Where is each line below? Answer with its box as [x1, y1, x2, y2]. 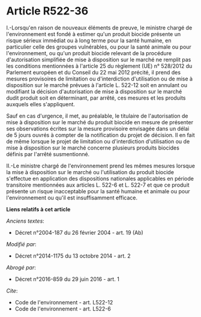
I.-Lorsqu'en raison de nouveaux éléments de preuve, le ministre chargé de [6, 24, 193, 31]
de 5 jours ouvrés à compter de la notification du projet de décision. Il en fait [6, 131, 195, 139]
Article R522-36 [6, 4, 89, 18]
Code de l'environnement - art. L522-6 [14, 305, 111, 312]
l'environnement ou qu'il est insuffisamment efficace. [6, 194, 138, 201]
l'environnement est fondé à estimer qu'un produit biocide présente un [6, 30, 181, 37]
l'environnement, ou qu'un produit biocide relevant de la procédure [6, 49, 172, 56]
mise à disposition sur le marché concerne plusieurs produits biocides [6, 144, 180, 151]
